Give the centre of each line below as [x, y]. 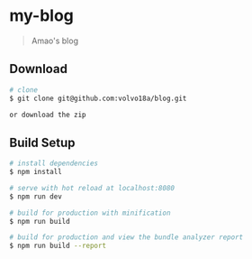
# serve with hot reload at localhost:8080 [92, 188]
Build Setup [42, 142]
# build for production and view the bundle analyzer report [126, 237]
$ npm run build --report [58, 246]
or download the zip [48, 115]
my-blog [42, 16]
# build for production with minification [90, 213]
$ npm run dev [36, 196]
